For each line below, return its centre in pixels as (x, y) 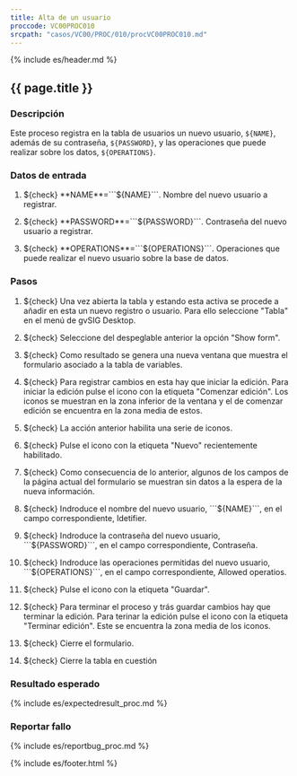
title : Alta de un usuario (61, 17)
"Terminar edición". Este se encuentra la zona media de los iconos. (147, 625)
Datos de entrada (48, 175)
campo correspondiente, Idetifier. (85, 518)
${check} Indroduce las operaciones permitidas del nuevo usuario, (147, 562)
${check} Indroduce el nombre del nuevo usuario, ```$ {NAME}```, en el (153, 509)
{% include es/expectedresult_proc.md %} (89, 703)
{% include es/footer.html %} (64, 763)
